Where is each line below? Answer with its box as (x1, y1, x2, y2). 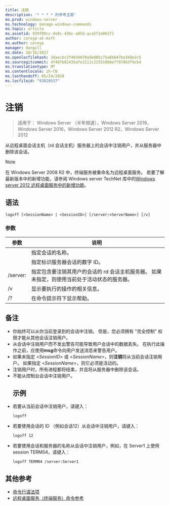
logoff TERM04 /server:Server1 (12, 459, 79, 464)
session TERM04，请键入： (12, 449, 71, 455)
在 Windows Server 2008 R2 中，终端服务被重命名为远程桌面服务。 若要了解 (5, 169, 164, 175)
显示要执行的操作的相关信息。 (31, 285, 103, 292)
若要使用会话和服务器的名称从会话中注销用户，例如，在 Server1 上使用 (12, 443, 160, 449)
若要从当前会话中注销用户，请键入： (12, 403, 89, 409)
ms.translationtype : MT (5, 64, 56, 69)
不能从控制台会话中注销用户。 (12, 372, 75, 379)
